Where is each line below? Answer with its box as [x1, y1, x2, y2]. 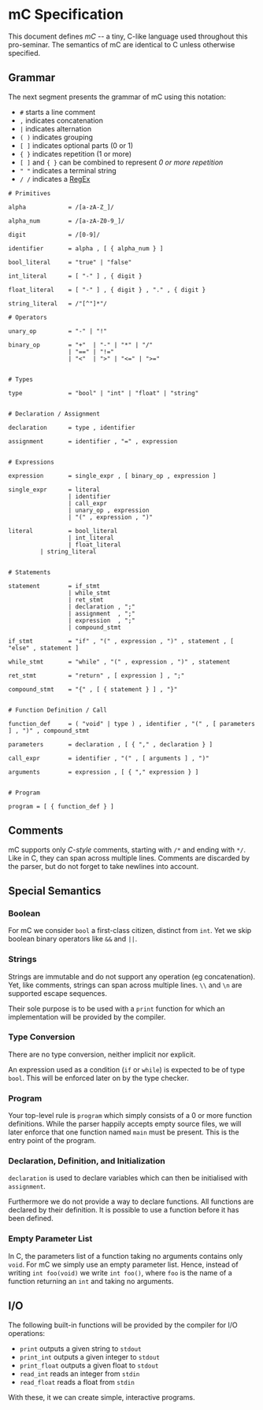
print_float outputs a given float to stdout [19, 1360, 159, 1370]
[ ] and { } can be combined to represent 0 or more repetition [19, 157, 224, 167]
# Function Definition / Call [8, 706, 108, 714]
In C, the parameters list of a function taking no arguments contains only [8, 1251, 243, 1260]
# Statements [8, 568, 51, 576]
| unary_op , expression [68, 506, 150, 514]
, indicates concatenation [19, 116, 104, 125]
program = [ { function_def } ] [8, 802, 114, 810]
